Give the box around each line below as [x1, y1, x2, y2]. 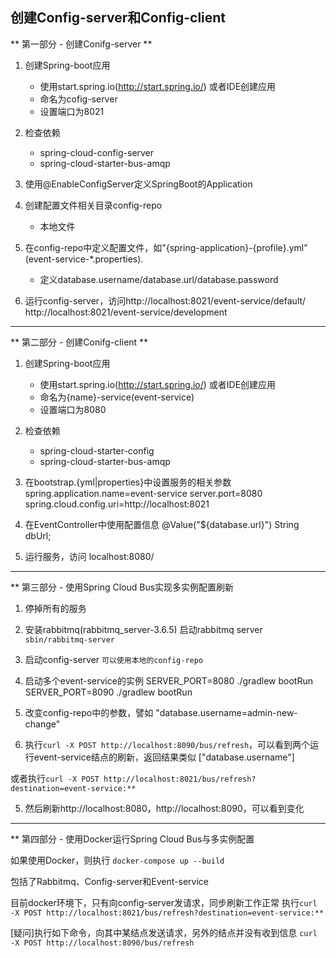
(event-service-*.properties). [24, 253, 144, 265]
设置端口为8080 [39, 403, 107, 415]
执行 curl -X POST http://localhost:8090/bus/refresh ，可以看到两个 [24, 738, 311, 750]
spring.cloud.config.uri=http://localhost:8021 [24, 498, 210, 510]
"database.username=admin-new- [155, 706, 298, 718]
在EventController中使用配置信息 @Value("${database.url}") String [24, 518, 300, 530]
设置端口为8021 [39, 105, 105, 117]
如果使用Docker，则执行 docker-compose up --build [10, 854, 225, 866]
